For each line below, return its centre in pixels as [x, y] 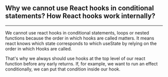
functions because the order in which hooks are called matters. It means [80, 38]
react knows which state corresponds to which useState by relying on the [81, 43]
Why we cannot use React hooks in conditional [79, 8]
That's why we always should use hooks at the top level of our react [75, 58]
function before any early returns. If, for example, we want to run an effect [81, 63]
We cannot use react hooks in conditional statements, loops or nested [77, 32]
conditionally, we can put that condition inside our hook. [63, 69]
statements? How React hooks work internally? [80, 16]
